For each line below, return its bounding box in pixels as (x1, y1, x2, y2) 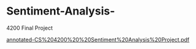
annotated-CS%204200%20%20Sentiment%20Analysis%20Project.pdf (6, 36, 190, 43)
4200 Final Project (6, 24, 53, 31)
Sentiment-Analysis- (6, 4, 115, 18)
